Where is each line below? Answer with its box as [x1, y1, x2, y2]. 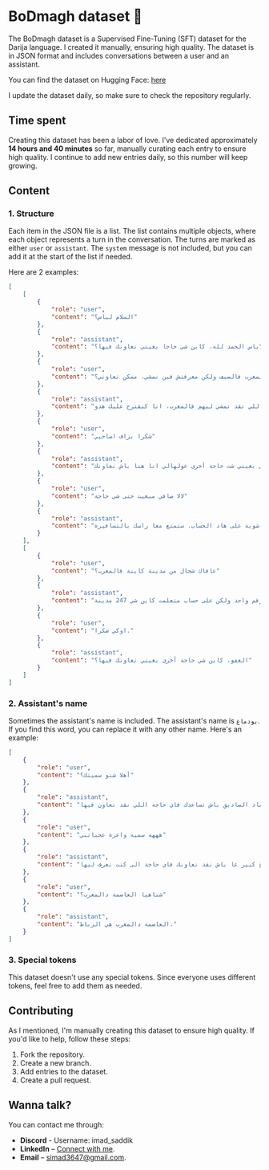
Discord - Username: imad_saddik [19, 1135, 134, 1145]
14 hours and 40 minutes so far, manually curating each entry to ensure [8, 144, 247, 153]
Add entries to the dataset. [19, 1066, 108, 1076]
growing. [8, 161, 38, 170]
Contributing [8, 1004, 74, 1018]
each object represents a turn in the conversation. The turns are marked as [8, 234, 256, 244]
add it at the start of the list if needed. [8, 252, 133, 262]
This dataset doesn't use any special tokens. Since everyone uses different [8, 972, 256, 982]
